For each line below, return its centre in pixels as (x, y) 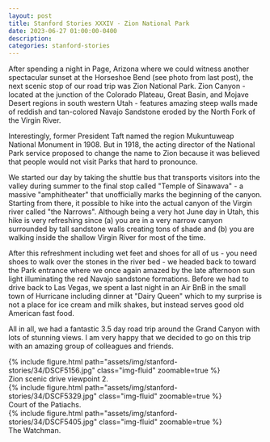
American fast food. (41, 314)
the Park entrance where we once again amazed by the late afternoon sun (132, 271)
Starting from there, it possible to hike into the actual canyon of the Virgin (131, 204)
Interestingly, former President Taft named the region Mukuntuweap (121, 136)
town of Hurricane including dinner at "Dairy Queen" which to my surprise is (135, 297)
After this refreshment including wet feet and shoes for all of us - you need (133, 253)
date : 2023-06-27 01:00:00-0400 (63, 31)
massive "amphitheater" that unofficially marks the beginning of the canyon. (135, 195)
